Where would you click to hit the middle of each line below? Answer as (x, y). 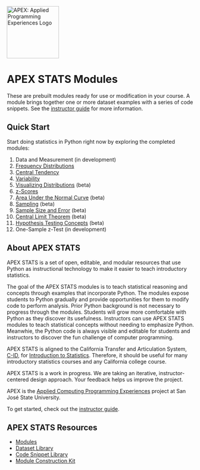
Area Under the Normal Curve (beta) (60, 197)
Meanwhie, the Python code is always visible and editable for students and (99, 331)
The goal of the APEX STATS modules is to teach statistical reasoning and (97, 286)
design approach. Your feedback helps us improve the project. (107, 379)
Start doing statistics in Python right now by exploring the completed (91, 141)
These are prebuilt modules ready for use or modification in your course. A (98, 95)
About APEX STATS (44, 248)
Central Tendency (37, 172)
